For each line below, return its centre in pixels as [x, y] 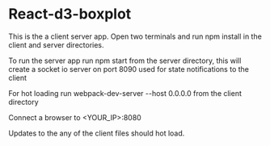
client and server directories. [56, 44]
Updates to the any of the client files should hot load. [97, 133]
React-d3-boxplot [70, 14]
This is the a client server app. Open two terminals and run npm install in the [135, 36]
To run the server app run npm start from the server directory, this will [125, 60]
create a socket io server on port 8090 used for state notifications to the [129, 69]
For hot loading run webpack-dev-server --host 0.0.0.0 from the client [125, 93]
